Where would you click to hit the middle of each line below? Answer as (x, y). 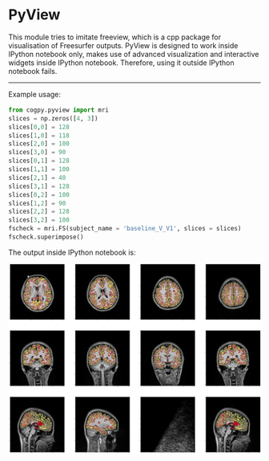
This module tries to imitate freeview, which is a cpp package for (115, 37)
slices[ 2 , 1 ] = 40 (37, 177)
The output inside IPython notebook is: (72, 252)
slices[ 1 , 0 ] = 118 (39, 135)
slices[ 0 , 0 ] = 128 (39, 127)
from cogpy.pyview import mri (59, 110)
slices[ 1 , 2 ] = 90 (37, 203)
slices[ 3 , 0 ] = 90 (37, 153)
